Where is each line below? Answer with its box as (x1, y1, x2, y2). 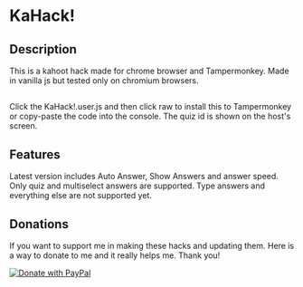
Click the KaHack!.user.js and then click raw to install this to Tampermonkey (9, 101, 292, 112)
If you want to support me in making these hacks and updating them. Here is (9, 241, 295, 252)
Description (9, 42, 77, 57)
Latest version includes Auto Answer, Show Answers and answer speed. (9, 171, 279, 182)
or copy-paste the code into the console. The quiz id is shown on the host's (9, 110, 291, 122)
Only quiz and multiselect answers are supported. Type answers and (9, 180, 265, 191)
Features (9, 147, 61, 162)
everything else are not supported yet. (9, 190, 152, 201)
